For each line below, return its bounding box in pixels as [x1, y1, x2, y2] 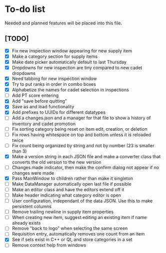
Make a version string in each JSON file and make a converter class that [11, 153, 161, 159]
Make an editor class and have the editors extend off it [11, 186, 124, 193]
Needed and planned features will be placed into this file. [4, 20, 122, 26]
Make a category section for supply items [11, 53, 98, 59]
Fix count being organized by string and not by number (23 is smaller [11, 142, 154, 148]
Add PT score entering [11, 92, 59, 98]
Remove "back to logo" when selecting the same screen [11, 226, 128, 232]
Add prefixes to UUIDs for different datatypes [11, 109, 106, 115]
